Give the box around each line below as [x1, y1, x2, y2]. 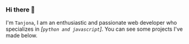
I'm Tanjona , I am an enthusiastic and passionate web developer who [5, 19, 177, 27]
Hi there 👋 [5, 5, 36, 14]
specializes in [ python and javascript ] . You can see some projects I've [5, 25, 183, 33]
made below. [5, 32, 38, 39]
